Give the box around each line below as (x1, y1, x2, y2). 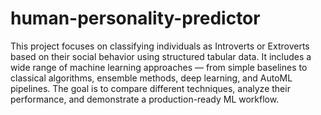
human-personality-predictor (10, 7, 261, 30)
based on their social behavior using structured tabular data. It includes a (10, 50, 312, 62)
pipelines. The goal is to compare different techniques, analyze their (10, 82, 291, 94)
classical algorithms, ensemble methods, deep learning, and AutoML (10, 72, 293, 84)
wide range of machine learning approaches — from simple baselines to (10, 61, 308, 73)
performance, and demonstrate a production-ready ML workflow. (10, 93, 280, 105)
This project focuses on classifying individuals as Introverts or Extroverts (10, 40, 310, 52)
